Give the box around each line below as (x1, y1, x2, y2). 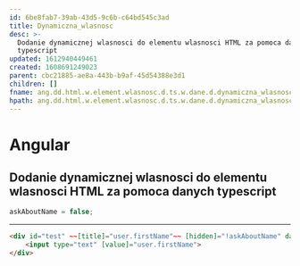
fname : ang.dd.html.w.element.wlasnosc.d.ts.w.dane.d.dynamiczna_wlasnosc (9, 87, 294, 96)
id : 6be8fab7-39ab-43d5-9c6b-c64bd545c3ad (9, 12, 170, 22)
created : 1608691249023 (9, 63, 98, 72)
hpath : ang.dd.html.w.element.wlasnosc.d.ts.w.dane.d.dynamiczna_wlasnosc (9, 96, 294, 105)
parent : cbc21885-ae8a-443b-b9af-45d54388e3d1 (9, 71, 186, 80)
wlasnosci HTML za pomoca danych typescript (9, 184, 277, 199)
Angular (9, 135, 71, 154)
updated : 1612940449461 (9, 54, 98, 63)
